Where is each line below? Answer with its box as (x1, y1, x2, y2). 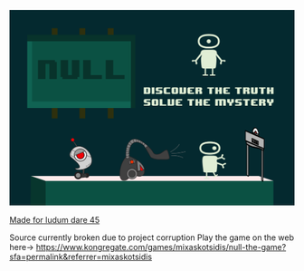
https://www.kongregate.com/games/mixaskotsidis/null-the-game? (35, 242, 287, 253)
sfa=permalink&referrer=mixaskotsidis (9, 251, 152, 263)
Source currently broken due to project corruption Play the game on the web (9, 232, 295, 243)
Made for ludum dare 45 (9, 215, 100, 226)
